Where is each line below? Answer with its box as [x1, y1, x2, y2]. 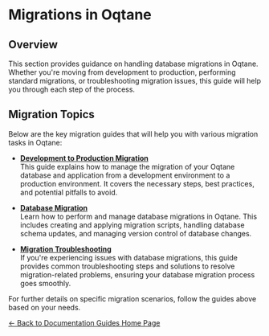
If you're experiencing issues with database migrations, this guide [19, 252, 238, 262]
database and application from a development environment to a [19, 170, 230, 180]
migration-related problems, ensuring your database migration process [19, 269, 255, 279]
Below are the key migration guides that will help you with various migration [8, 129, 259, 138]
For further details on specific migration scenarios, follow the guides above [8, 293, 257, 303]
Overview [8, 38, 59, 51]
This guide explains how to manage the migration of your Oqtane [19, 162, 235, 171]
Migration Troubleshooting [19, 244, 112, 254]
